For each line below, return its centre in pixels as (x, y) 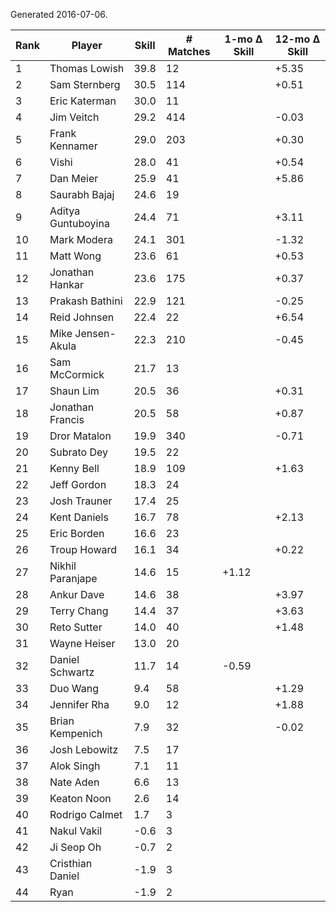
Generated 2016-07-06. (59, 14)
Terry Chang (79, 611)
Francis (67, 419)
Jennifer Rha (79, 704)
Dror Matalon (80, 436)
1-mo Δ (243, 39)
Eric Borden (77, 533)
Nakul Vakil (76, 831)
